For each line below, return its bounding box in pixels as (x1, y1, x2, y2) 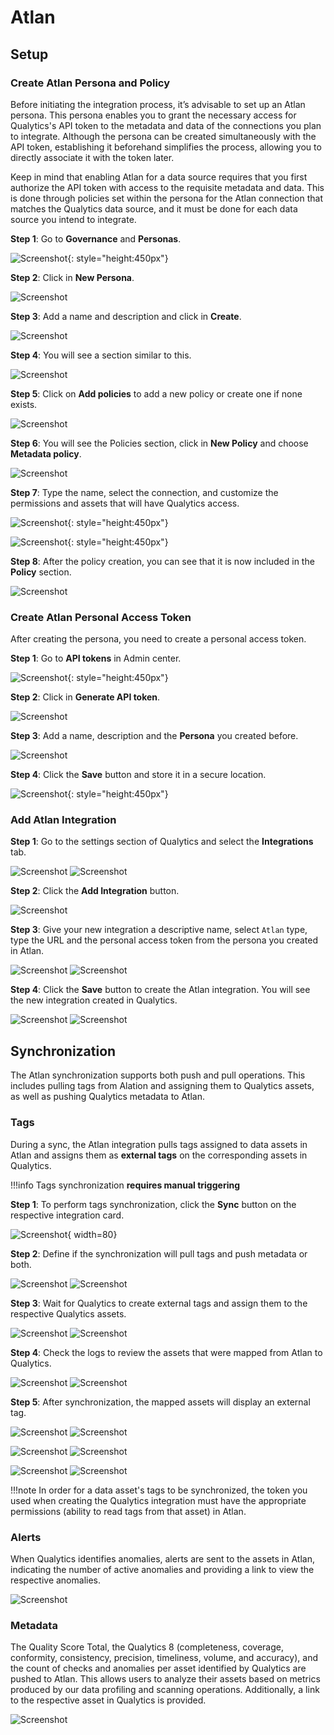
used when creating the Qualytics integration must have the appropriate (10, 1494, 307, 1506)
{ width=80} (67, 1228, 118, 1240)
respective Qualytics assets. (10, 1307, 127, 1320)
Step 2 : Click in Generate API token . (10, 691, 161, 703)
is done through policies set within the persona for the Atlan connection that (10, 192, 323, 204)
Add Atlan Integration (10, 813, 117, 827)
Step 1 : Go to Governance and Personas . (10, 232, 182, 245)
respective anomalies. (10, 1574, 102, 1586)
